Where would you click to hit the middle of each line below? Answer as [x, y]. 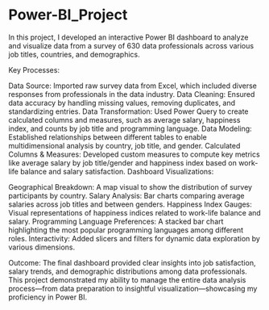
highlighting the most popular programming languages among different [126, 230]
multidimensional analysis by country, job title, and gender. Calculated [124, 145]
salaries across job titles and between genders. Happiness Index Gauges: [130, 204]
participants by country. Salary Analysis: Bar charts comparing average [126, 195]
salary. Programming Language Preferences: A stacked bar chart [116, 221]
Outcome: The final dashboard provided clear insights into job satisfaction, [132, 262]
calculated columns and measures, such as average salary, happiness [124, 119]
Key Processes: [34, 69]
